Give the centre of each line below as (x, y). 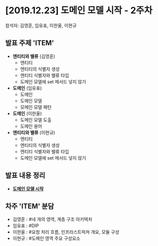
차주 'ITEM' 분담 (30, 206)
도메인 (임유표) (27, 88)
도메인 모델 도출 (36, 119)
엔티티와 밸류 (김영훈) (34, 56)
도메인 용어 (31, 126)
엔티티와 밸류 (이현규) (34, 132)
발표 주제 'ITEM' (30, 43)
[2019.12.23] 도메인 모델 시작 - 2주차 (79, 10)
